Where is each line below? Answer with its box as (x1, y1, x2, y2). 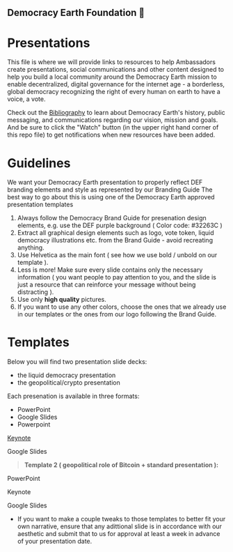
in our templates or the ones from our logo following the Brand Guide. (17, 310, 217, 319)
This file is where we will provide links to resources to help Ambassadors (7, 58, 216, 66)
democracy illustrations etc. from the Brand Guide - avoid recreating (17, 236, 214, 245)
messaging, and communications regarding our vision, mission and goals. (7, 116, 218, 124)
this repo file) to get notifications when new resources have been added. (7, 130, 216, 139)
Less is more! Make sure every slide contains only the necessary (17, 266, 203, 274)
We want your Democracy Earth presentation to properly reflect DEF (7, 178, 203, 187)
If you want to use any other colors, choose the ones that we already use (17, 302, 227, 311)
